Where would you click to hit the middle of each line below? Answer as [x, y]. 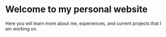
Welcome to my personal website [76, 9]
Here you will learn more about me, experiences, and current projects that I [83, 23]
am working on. [21, 28]
